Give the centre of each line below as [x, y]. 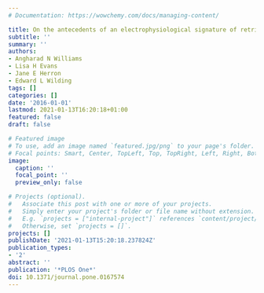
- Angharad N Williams [45, 59]
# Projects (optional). [47, 197]
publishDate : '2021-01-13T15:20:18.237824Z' [82, 240]
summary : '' [27, 44]
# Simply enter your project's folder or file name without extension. [132, 211]
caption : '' [35, 168]
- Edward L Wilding [40, 81]
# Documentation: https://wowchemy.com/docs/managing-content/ [114, 15]
